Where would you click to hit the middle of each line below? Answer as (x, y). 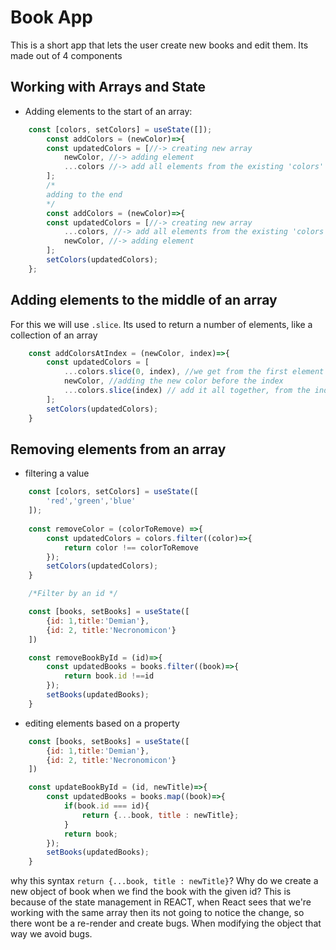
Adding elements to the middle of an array (144, 300)
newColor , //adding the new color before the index (173, 381)
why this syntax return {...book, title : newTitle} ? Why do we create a (164, 881)
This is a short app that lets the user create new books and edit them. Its (159, 45)
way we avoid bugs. (51, 934)
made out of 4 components (66, 55)
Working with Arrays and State (108, 87)
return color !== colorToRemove (131, 547)
